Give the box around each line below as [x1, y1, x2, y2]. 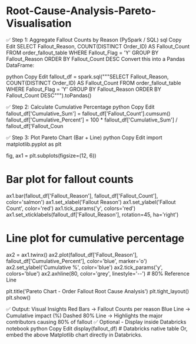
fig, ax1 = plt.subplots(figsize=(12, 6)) [6, 152, 97, 159]
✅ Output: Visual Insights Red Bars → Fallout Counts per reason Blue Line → [6, 305, 191, 312]
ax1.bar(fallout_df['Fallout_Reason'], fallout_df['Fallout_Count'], [6, 192, 158, 199]
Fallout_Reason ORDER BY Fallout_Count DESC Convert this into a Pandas [6, 55, 185, 63]
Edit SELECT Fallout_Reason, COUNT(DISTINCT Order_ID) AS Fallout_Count [6, 42, 190, 50]
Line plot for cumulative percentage [6, 232, 185, 245]
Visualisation [6, 17, 72, 30]
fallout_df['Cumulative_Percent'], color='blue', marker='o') [6, 257, 147, 264]
